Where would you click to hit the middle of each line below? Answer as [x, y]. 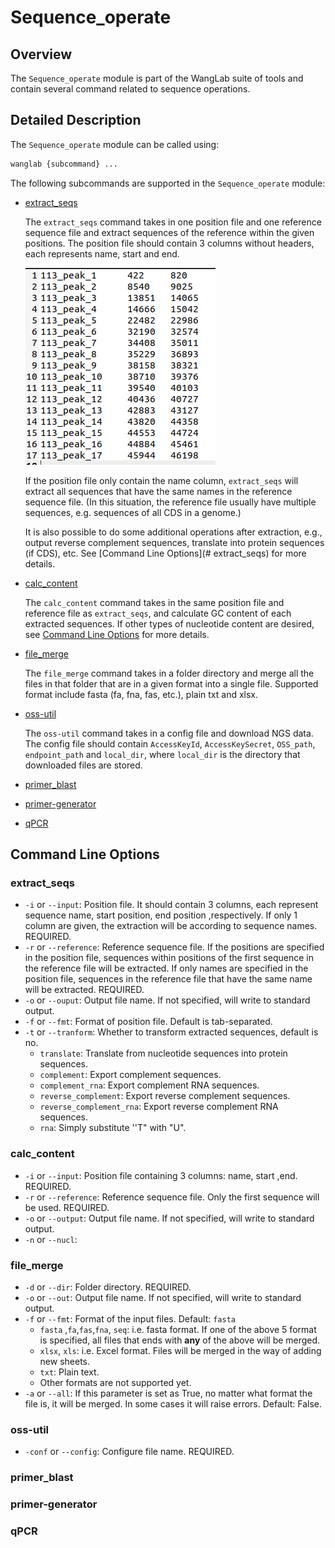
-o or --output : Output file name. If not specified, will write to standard [169, 1218]
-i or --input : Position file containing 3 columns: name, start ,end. [161, 1175]
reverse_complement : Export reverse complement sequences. [165, 1096]
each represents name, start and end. [102, 253]
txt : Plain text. [69, 1372]
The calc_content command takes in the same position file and [154, 602]
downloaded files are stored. [83, 765]
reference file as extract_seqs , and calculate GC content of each [158, 613]
